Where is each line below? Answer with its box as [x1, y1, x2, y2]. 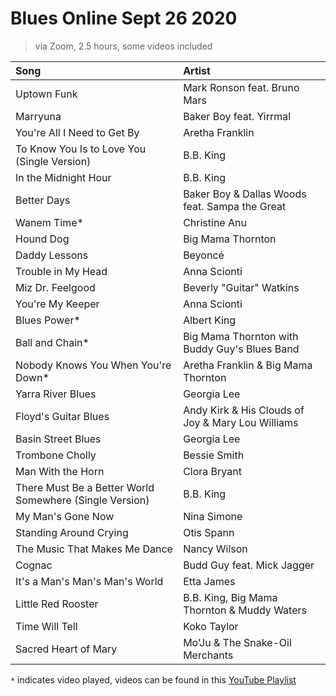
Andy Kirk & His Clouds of [183, 403, 305, 417]
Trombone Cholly [15, 448, 97, 462]
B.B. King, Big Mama [183, 590, 278, 604]
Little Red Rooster [15, 597, 99, 611]
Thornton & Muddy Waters [183, 603, 307, 617]
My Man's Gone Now [15, 509, 115, 523]
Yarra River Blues [15, 387, 97, 401]
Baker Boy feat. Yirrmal [183, 109, 292, 123]
